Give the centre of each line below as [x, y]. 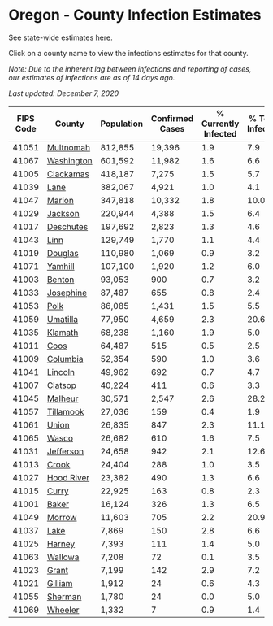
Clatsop [62, 385]
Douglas [63, 253]
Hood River [68, 477]
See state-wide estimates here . [61, 37]
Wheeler [63, 610]
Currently [220, 124]
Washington [69, 160]
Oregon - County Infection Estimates [135, 15]
